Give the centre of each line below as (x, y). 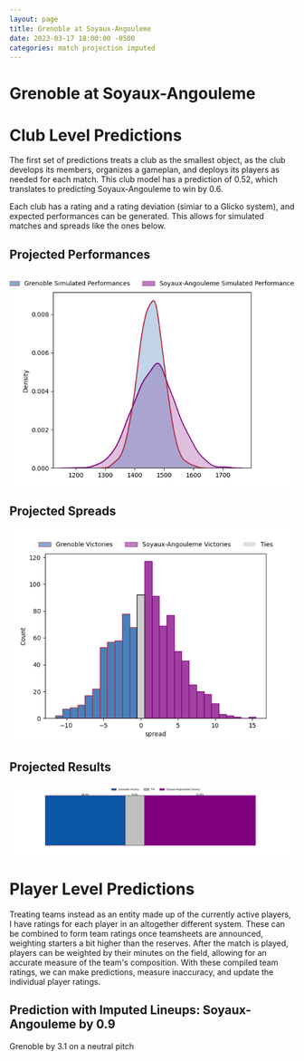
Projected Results (60, 767)
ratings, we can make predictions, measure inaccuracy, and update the (142, 972)
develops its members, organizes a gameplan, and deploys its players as (145, 170)
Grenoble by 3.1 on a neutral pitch (72, 1046)
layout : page (34, 19)
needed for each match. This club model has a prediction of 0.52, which (143, 179)
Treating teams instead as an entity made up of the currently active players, (150, 914)
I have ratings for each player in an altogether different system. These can (147, 923)
